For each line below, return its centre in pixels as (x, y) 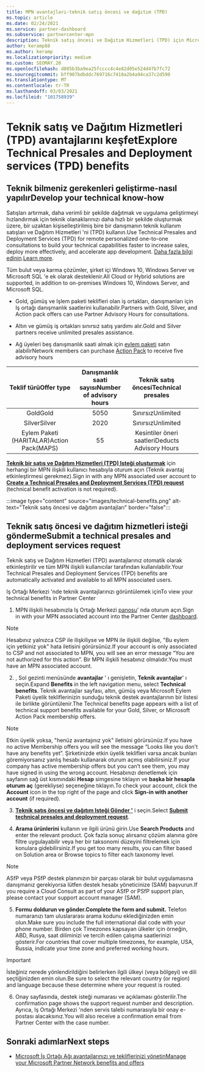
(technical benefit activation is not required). (62, 489)
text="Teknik (22, 507)
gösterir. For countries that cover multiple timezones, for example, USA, (104, 942)
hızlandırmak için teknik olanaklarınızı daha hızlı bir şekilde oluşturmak (95, 219)
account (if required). (34, 798)
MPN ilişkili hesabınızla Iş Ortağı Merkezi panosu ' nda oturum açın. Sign (104, 610)
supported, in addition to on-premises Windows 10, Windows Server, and (98, 283)
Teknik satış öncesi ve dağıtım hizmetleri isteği (97, 527)
